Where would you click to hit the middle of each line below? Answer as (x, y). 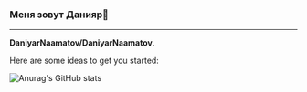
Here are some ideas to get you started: (85, 61)
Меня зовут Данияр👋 (59, 15)
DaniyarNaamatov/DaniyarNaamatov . (82, 43)
